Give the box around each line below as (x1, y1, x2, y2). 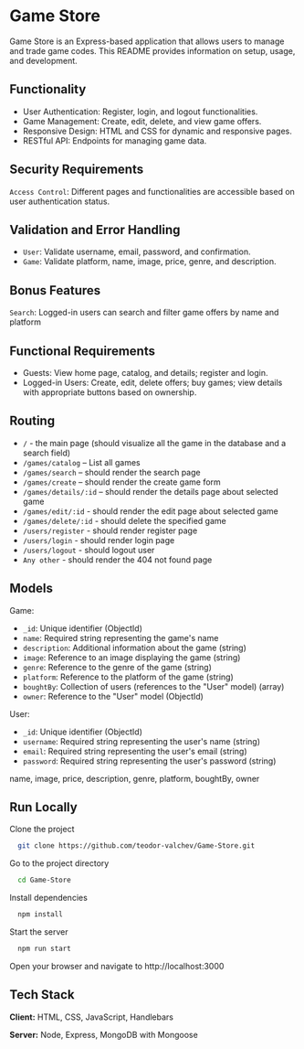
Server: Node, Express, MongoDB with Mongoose (9, 1029, 198, 1040)
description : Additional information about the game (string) (22, 642, 246, 653)
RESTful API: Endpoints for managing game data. (22, 134, 207, 146)
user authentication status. (9, 196, 110, 207)
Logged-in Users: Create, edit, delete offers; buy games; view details (22, 377, 283, 388)
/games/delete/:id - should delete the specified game (22, 515, 226, 526)
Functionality (9, 81, 87, 97)
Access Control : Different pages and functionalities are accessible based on (9, 186, 295, 197)
